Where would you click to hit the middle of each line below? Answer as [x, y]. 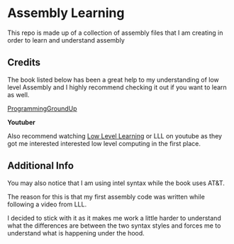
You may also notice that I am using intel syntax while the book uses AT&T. [116, 183]
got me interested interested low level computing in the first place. [104, 143]
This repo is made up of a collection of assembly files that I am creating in [115, 33]
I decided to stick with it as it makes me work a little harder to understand [114, 218]
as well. [18, 94]
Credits [24, 63]
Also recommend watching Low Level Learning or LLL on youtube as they [115, 135]
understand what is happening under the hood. [76, 233]
